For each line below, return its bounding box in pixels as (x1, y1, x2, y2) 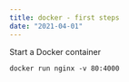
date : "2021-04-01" (9, 22, 84, 31)
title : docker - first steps (9, 13, 120, 23)
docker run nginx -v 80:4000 (9, 64, 120, 73)
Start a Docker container (9, 46, 102, 57)
